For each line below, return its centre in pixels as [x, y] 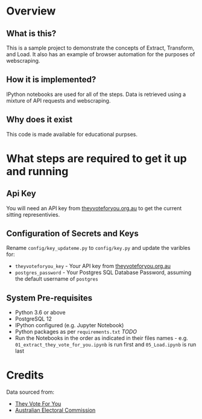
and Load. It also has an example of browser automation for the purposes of [101, 54]
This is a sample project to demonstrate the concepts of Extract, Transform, [100, 48]
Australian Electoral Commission [55, 410]
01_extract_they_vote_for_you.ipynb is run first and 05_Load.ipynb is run [106, 345]
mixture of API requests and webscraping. [58, 100]
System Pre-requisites [49, 298]
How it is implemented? [51, 80]
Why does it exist [39, 120]
